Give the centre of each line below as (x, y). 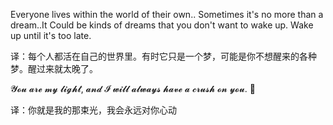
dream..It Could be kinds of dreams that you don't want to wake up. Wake (162, 25)
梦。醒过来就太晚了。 (54, 68)
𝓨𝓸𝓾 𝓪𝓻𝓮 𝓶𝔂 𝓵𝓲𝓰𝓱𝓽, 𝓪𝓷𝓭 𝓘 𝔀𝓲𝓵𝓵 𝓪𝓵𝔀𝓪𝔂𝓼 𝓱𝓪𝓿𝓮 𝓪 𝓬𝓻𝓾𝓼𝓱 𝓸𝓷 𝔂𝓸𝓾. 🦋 (133, 88)
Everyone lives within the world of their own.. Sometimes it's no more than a (167, 14)
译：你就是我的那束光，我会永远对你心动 (93, 110)
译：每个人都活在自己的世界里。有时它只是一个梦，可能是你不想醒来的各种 (163, 56)
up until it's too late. (51, 35)
